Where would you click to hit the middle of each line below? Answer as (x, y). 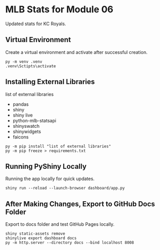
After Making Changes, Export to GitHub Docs (80, 204)
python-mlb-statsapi (34, 120)
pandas (21, 104)
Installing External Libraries (50, 82)
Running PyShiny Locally (46, 166)
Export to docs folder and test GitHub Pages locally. (60, 224)
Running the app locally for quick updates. (50, 179)
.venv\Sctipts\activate (31, 66)
